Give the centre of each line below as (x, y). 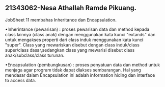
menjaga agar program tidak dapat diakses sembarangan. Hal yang (73, 70)
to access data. (21, 80)
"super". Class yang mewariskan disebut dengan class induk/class (72, 45)
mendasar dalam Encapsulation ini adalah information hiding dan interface (80, 75)
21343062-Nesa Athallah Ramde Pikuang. (71, 8)
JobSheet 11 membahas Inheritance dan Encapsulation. (61, 20)
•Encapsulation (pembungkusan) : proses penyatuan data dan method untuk (83, 65)
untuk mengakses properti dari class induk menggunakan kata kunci (74, 40)
